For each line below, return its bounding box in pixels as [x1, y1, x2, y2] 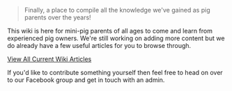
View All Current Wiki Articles [7, 55, 92, 63]
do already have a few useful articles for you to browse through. [7, 42, 192, 49]
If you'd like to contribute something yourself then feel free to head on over [7, 69, 223, 76]
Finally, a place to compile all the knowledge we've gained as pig [24, 6, 210, 14]
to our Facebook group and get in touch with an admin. [7, 76, 165, 84]
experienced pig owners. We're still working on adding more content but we [7, 34, 225, 42]
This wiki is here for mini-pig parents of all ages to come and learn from [7, 27, 212, 35]
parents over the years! [24, 13, 92, 22]
